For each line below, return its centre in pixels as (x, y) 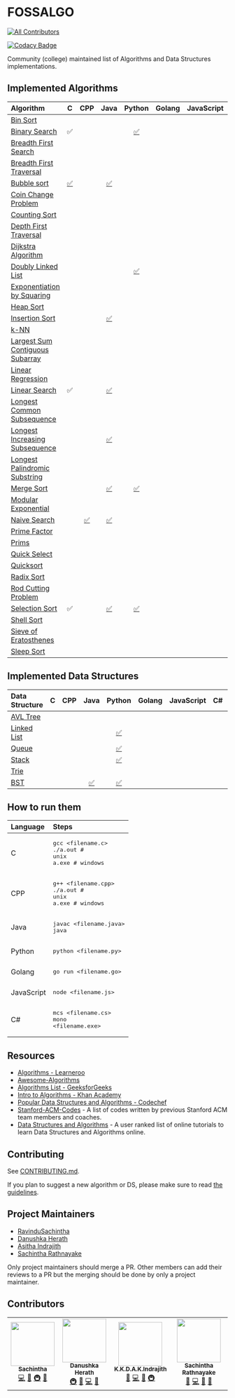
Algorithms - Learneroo (51, 1073)
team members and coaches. (59, 1117)
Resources (31, 1055)
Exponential (30, 508)
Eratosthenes (33, 640)
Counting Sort (34, 215)
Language (28, 827)
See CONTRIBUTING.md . (43, 1171)
